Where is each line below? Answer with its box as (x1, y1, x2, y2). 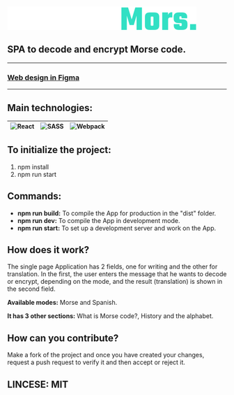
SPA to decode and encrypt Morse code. (7, 43, 187, 55)
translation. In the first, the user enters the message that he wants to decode (7, 270, 227, 278)
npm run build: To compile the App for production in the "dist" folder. (17, 209, 217, 217)
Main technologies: (7, 101, 93, 114)
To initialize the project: (7, 144, 111, 156)
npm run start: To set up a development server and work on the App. (17, 224, 217, 232)
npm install (17, 162, 49, 171)
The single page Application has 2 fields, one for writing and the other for (7, 262, 218, 271)
